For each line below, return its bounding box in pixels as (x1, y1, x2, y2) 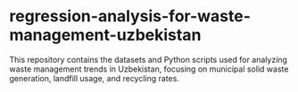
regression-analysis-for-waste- (9, 6, 252, 27)
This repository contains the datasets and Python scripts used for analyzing (9, 54, 288, 65)
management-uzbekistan (9, 25, 202, 45)
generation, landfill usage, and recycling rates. (9, 73, 180, 83)
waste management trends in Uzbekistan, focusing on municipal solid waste (9, 64, 289, 74)
